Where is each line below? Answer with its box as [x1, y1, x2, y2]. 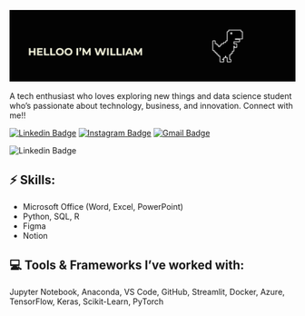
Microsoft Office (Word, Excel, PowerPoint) [22, 201, 184, 212]
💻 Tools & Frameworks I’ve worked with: [9, 258, 245, 273]
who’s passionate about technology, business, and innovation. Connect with [9, 101, 293, 111]
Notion [22, 230, 48, 241]
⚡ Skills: [9, 173, 56, 188]
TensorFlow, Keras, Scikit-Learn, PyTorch [9, 296, 164, 307]
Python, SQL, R [22, 211, 80, 222]
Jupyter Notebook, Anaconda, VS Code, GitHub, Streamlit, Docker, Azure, [9, 286, 286, 297]
